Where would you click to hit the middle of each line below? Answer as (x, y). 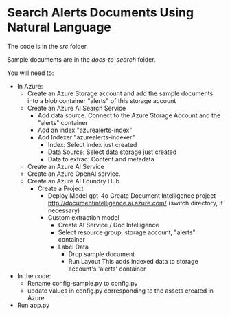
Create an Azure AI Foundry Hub (73, 181)
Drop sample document (102, 254)
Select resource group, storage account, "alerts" (127, 232)
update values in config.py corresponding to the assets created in (120, 291)
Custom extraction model (83, 217)
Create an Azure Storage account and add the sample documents (120, 93)
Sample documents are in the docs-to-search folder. (81, 59)
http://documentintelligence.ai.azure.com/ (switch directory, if (135, 203)
